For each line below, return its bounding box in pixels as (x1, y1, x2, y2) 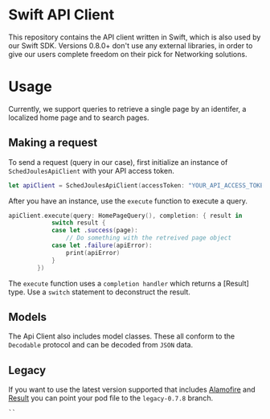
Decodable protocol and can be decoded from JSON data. (8, 340, 194, 350)
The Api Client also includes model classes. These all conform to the (8, 331, 235, 341)
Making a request (8, 136, 98, 150)
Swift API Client (8, 6, 115, 24)
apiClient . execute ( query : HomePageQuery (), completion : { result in (8, 212, 243, 220)
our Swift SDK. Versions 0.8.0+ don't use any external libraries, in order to (8, 40, 253, 50)
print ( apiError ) (65, 249, 121, 257)
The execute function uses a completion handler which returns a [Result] (8, 278, 249, 288)
